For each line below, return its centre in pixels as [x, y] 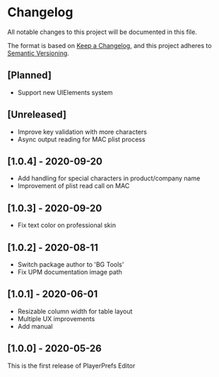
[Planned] [29, 75]
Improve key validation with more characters [82, 132]
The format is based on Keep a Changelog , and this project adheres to [109, 45]
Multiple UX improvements [56, 318]
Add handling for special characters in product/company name [109, 178]
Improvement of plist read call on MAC [73, 186]
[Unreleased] [37, 115]
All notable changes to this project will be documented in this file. [102, 32]
